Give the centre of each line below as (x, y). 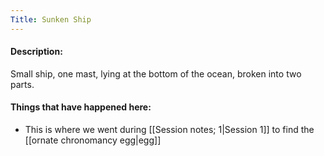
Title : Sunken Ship (51, 19)
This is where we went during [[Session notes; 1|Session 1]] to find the (169, 130)
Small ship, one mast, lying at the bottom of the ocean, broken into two (156, 73)
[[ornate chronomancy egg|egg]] (93, 140)
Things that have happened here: (81, 107)
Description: (36, 52)
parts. (22, 84)
